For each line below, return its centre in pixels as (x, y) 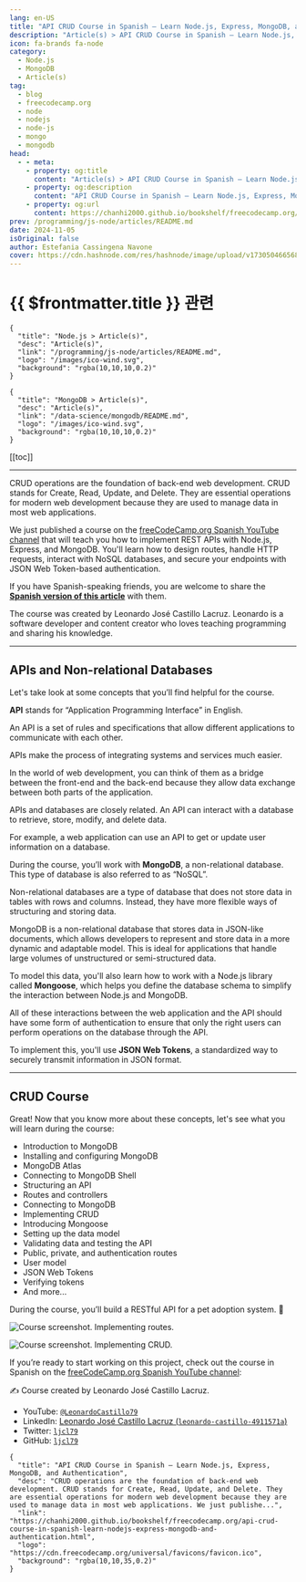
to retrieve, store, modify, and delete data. (88, 819)
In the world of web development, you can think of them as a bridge (137, 773)
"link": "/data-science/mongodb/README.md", (103, 416)
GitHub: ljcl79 (51, 1440)
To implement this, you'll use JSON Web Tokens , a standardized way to (144, 1049)
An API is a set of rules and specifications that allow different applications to (152, 727)
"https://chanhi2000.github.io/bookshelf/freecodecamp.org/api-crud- (144, 1521)
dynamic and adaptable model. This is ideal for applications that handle (143, 948)
